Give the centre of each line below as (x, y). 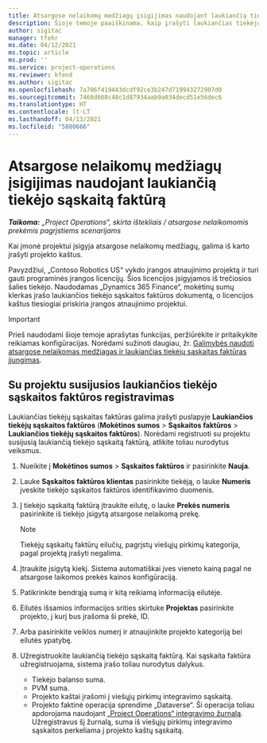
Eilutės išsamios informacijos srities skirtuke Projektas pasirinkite (127, 608)
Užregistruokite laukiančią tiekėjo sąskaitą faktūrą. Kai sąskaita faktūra (135, 655)
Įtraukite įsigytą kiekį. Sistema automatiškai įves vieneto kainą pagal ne (135, 568)
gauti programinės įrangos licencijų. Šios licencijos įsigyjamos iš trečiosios (130, 278)
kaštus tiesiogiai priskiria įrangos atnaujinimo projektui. (98, 303)
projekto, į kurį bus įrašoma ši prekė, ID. (84, 616)
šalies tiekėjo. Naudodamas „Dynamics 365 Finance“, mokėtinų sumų (121, 287)
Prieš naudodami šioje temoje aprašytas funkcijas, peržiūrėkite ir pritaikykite (133, 334)
